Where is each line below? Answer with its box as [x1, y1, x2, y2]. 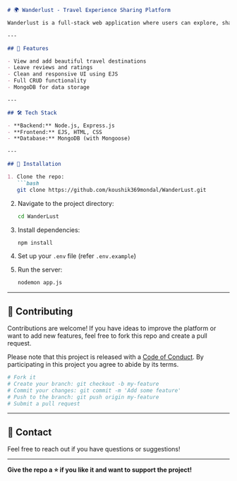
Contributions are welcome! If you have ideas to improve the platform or [7, 324, 217, 333]
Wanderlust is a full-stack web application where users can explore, [7, 19, 219, 26]
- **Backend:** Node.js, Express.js [7, 122, 115, 129]
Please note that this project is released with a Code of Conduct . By [7, 353, 205, 361]
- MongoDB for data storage [7, 84, 90, 91]
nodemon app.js [17, 279, 63, 286]
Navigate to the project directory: [17, 199, 114, 207]
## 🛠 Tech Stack [7, 109, 57, 116]
